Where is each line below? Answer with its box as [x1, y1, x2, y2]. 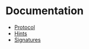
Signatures [14, 36, 41, 43]
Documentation [5, 4, 84, 18]
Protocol [14, 24, 35, 31]
